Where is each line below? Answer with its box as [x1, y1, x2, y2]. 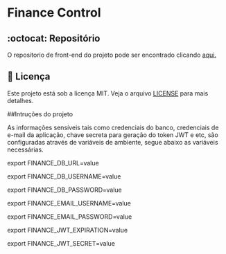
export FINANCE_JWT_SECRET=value [7, 239, 116, 247]
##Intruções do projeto [7, 109, 73, 118]
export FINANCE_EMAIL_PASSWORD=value [7, 212, 132, 221]
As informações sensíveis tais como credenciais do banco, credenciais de [7, 123, 219, 131]
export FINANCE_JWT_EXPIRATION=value [7, 226, 128, 234]
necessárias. [7, 145, 44, 154]
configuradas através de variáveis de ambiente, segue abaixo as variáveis [7, 138, 218, 146]
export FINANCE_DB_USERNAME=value [7, 172, 121, 181]
